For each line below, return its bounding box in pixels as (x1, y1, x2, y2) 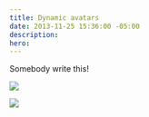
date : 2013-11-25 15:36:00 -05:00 (9, 22, 141, 31)
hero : (9, 38, 30, 48)
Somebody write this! (9, 63, 89, 74)
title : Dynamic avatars (9, 13, 100, 23)
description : (9, 30, 59, 39)
